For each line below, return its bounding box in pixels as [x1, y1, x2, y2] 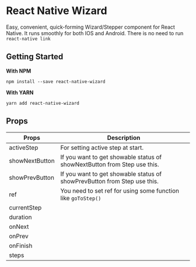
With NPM [6, 67, 32, 74]
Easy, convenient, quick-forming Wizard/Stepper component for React [6, 23, 175, 30]
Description [107, 133, 141, 142]
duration [9, 213, 32, 221]
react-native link [6, 36, 51, 42]
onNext [9, 222, 29, 231]
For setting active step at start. [60, 143, 144, 152]
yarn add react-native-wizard [6, 100, 80, 106]
